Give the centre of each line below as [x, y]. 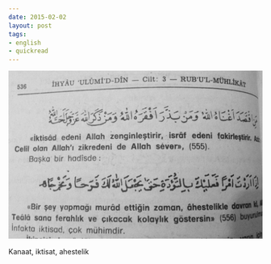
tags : [17, 34]
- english [25, 43]
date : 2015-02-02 [38, 17]
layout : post [30, 25]
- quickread [28, 51]
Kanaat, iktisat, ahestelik [49, 251]
